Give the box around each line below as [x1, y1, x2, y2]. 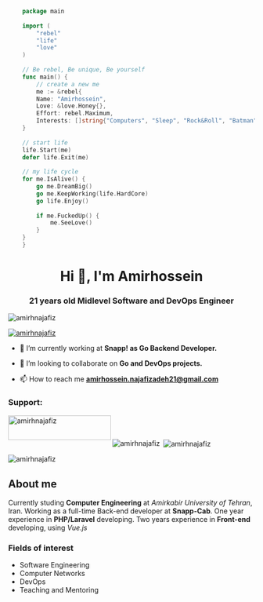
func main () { [22, 73, 68, 81]
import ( [22, 22, 51, 30]
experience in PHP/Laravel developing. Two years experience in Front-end [8, 515, 250, 524]
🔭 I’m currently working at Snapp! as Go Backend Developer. [19, 344, 218, 353]
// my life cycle [22, 168, 79, 176]
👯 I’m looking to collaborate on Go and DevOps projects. [19, 359, 203, 368]
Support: [8, 397, 43, 408]
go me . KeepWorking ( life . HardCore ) [36, 189, 149, 198]
